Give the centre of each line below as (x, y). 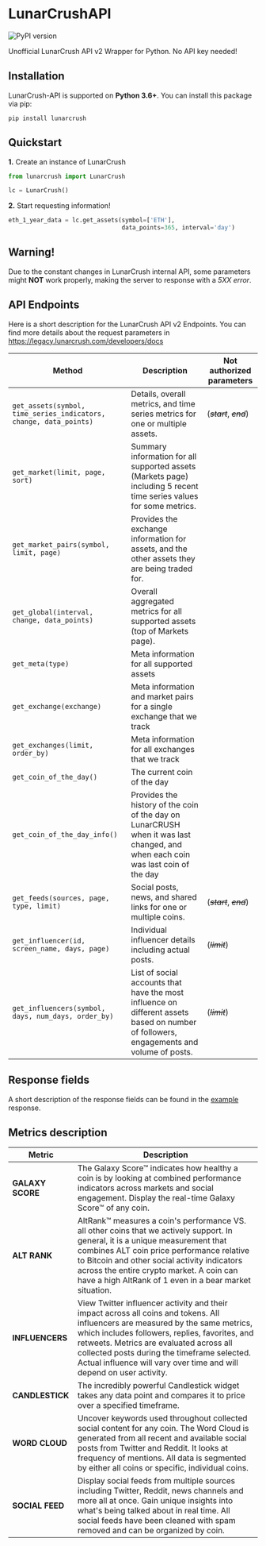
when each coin (161, 854)
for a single (152, 706)
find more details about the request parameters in (89, 332)
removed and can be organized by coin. (152, 1531)
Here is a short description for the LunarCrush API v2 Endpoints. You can (127, 324)
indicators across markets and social (146, 1188)
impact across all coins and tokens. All (149, 1313)
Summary (149, 446)
